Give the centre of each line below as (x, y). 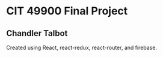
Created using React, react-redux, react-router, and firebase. (82, 47)
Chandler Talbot (37, 33)
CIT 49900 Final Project (67, 11)
